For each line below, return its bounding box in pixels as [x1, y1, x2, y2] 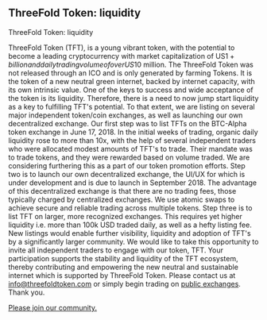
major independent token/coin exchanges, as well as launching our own [8, 110, 243, 120]
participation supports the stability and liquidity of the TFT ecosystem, [8, 253, 238, 263]
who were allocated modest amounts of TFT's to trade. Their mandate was [8, 144, 253, 153]
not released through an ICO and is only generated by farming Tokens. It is [8, 67, 253, 78]
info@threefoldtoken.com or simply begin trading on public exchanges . [8, 279, 241, 288]
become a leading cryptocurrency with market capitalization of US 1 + [8, 51, 235, 60]
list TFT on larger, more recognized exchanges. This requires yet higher [8, 211, 242, 221]
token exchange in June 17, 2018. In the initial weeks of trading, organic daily [8, 127, 258, 137]
